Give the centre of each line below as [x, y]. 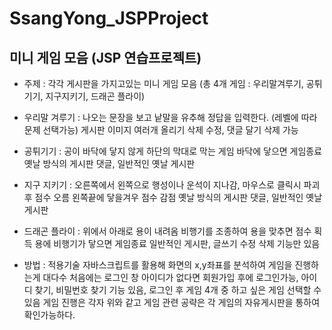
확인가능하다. [49, 315]
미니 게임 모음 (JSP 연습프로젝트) [105, 57]
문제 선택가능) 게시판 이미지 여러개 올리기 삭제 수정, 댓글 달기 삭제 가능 [161, 130]
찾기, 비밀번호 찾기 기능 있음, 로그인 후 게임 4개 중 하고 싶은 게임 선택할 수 [178, 290]
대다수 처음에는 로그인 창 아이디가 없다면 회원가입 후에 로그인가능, [170, 277]
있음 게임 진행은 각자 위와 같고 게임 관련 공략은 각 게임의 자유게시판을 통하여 [172, 302]
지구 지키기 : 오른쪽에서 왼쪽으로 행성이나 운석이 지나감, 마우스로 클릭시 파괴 [172, 185]
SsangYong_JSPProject [109, 18]
